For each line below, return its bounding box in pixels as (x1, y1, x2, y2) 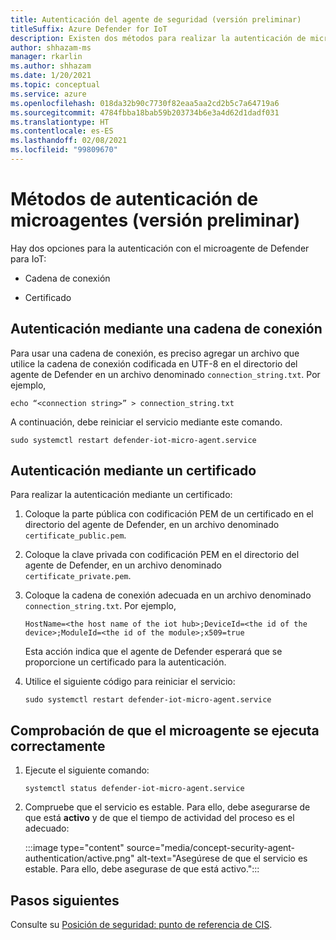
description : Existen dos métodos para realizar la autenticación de (10, 33, 307, 43)
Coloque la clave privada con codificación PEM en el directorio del (24, 549, 300, 561)
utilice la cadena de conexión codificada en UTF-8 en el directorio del (10, 357, 298, 370)
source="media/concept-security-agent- (126, 842, 296, 854)
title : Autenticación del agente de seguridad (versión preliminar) (10, 14, 302, 25)
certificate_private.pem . (24, 570, 132, 582)
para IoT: (10, 252, 47, 265)
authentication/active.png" (24, 852, 135, 865)
